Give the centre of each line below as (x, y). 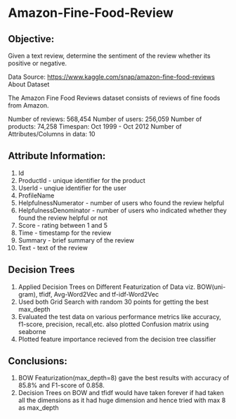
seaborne (32, 331)
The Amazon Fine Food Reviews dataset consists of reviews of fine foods (114, 98)
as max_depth (38, 408)
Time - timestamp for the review (65, 233)
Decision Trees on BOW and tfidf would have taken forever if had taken (121, 393)
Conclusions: (38, 361)
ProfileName (36, 195)
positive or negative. (38, 63)
